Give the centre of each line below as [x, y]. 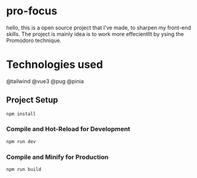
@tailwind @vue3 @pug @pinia [45, 81]
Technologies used [55, 65]
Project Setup [32, 100]
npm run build [24, 170]
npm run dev [21, 141]
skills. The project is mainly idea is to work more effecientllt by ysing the [95, 34]
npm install [21, 114]
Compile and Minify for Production [57, 157]
